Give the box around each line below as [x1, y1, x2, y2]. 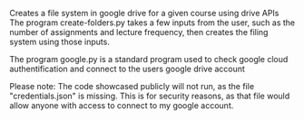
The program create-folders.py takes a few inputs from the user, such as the [9, 17, 296, 28]
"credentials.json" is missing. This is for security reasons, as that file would [9, 90, 290, 101]
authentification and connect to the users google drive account [9, 63, 245, 74]
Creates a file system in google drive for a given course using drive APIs [9, 8, 279, 18]
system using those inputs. [9, 36, 111, 47]
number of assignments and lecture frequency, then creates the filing [9, 27, 269, 37]
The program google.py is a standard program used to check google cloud [9, 54, 289, 64]
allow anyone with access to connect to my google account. [9, 100, 234, 111]
